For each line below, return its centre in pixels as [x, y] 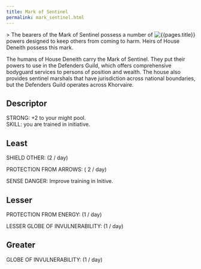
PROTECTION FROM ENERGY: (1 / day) [54, 214]
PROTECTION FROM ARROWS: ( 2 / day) [56, 170]
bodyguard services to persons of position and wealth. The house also [94, 72]
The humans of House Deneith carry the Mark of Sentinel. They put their [96, 59]
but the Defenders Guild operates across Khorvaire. [70, 84]
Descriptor [27, 103]
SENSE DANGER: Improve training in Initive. [60, 181]
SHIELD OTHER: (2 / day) [37, 158]
